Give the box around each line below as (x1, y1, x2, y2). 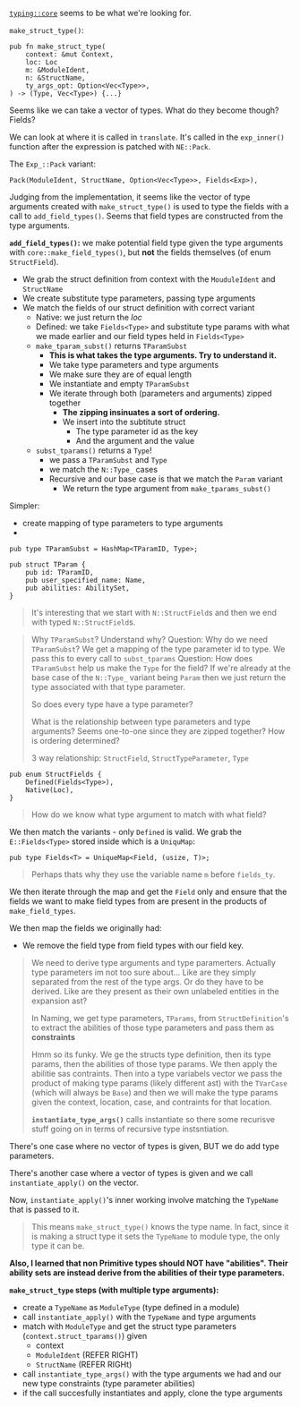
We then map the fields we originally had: (9, 923, 163, 934)
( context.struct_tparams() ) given (21, 1331, 148, 1341)
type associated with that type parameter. (30, 682, 186, 692)
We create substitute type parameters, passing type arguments (21, 293, 256, 303)
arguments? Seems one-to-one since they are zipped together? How (30, 726, 286, 737)
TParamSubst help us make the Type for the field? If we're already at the (30, 662, 291, 673)
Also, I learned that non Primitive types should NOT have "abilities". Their (9, 1258, 288, 1268)
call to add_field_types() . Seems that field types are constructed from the (9, 210, 284, 221)
